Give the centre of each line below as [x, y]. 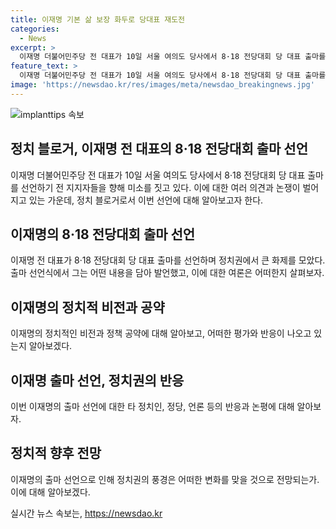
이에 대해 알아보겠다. [50, 492]
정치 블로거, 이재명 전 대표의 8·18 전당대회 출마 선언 [159, 149]
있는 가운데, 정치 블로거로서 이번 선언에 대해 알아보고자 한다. [146, 200]
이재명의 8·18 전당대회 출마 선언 [103, 234]
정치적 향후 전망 [56, 453]
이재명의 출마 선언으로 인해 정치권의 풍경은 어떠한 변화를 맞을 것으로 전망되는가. [165, 479]
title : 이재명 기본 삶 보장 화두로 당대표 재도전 [98, 19]
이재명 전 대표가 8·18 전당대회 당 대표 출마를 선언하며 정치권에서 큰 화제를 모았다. [168, 260]
